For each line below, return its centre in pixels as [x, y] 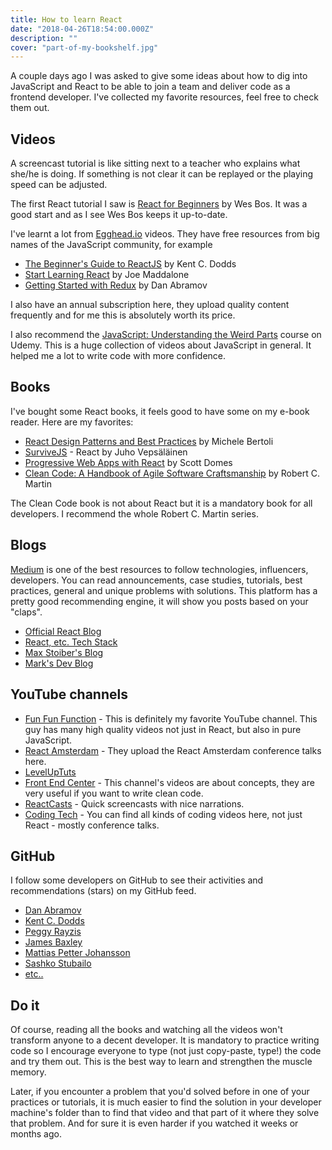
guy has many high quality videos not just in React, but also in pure [163, 729]
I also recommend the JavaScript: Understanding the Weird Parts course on [166, 335]
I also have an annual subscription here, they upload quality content [150, 305]
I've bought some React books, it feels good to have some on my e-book [160, 411]
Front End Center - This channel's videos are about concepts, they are [169, 782]
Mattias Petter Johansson [77, 953]
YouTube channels [69, 694]
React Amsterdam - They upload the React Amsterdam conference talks [173, 750]
